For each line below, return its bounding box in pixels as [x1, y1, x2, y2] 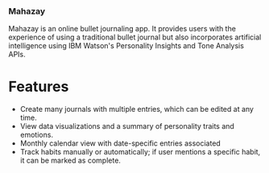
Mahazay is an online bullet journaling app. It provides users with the [8, 24, 236, 34]
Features [8, 78, 69, 96]
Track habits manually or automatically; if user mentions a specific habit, [19, 147, 261, 157]
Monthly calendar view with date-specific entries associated [19, 138, 221, 148]
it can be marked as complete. [19, 155, 121, 166]
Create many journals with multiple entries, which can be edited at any [19, 105, 254, 114]
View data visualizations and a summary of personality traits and [19, 122, 235, 131]
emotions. [19, 130, 54, 140]
